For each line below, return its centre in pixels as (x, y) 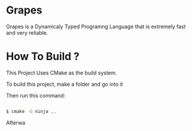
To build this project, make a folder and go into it (65, 84)
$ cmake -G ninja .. (31, 111)
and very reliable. (27, 32)
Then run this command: (36, 95)
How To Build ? (43, 57)
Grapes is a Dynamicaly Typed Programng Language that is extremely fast (96, 26)
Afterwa (16, 122)
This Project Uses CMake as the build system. (62, 73)
